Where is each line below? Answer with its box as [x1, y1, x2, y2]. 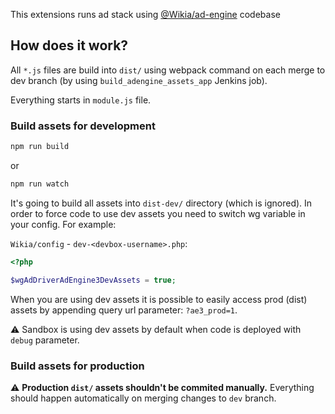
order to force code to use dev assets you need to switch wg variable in [10, 207, 306, 219]
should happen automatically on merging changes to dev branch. [10, 392, 277, 404]
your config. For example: [10, 218, 117, 230]
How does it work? [10, 37, 129, 54]
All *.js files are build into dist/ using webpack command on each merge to [10, 64, 326, 76]
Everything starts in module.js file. [10, 94, 152, 106]
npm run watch [10, 179, 70, 189]
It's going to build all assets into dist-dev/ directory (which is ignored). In [10, 197, 313, 209]
